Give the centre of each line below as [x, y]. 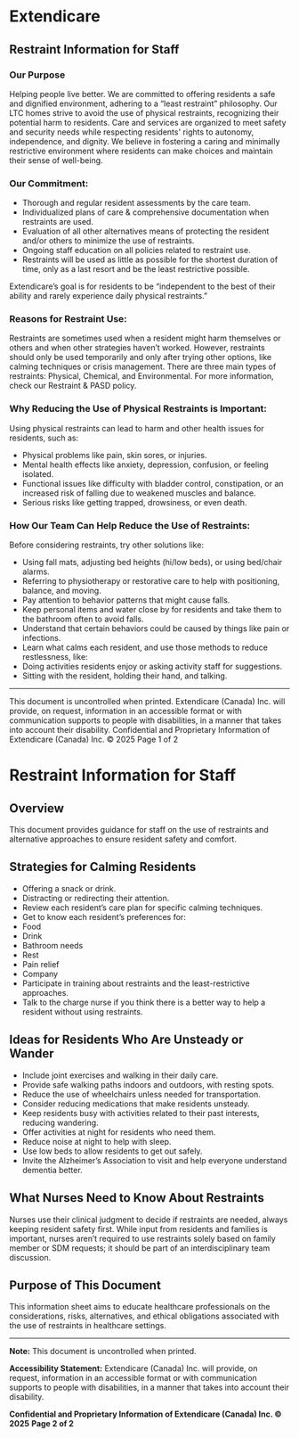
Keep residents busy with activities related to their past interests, [141, 1113]
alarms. [36, 571]
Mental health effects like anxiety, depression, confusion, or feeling [145, 464]
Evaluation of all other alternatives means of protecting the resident [145, 231]
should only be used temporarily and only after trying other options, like [141, 357]
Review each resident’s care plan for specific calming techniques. [142, 908]
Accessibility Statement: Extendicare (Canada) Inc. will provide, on [133, 1368]
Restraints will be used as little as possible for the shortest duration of [150, 259]
